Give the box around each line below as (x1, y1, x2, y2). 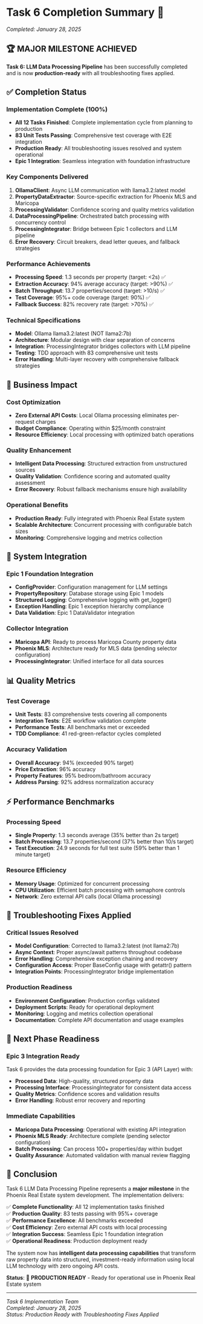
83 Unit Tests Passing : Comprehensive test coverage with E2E (14, 132, 172, 139)
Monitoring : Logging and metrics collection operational (14, 1009, 153, 1017)
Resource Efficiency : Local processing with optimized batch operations (14, 431, 195, 438)
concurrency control (14, 218, 66, 226)
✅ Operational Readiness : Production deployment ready (6, 1237, 148, 1245)
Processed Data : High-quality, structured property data (14, 1077, 154, 1085)
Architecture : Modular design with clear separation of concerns (14, 336, 175, 344)
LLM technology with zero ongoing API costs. (6, 1262, 120, 1269)
